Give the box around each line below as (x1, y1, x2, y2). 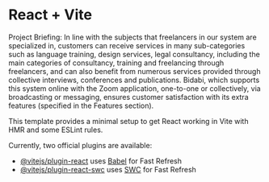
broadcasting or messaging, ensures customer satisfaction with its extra (8, 92, 249, 101)
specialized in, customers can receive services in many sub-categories (8, 40, 246, 50)
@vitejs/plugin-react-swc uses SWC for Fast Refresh (19, 164, 196, 174)
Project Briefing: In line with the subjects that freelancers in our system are (8, 32, 257, 42)
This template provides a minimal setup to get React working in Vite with (8, 116, 249, 126)
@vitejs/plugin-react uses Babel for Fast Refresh (19, 155, 183, 166)
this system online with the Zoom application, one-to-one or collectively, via (8, 83, 261, 93)
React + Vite (8, 6, 93, 24)
